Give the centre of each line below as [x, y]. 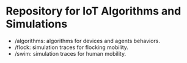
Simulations [37, 24]
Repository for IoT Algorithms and [94, 11]
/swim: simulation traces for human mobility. [70, 53]
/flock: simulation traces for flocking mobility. [71, 47]
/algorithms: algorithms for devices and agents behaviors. [87, 41]
